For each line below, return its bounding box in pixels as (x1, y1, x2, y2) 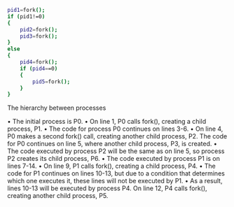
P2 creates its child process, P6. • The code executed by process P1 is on (7, 155, 221, 163)
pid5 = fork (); (32, 78, 71, 85)
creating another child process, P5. (7, 192, 109, 200)
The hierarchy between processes (7, 103, 106, 112)
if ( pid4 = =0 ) (20, 65, 58, 72)
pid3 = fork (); (20, 32, 58, 40)
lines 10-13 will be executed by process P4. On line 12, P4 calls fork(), (7, 184, 208, 192)
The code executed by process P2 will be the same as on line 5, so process (7, 147, 225, 155)
